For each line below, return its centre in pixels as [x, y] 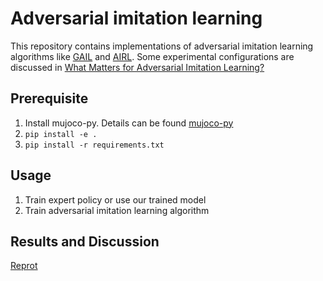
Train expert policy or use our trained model [115, 199]
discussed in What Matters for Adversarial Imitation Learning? [137, 67]
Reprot [24, 266]
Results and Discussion [85, 241]
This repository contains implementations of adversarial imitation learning [162, 46]
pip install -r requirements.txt [94, 145]
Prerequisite [49, 98]
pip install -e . [61, 134]
